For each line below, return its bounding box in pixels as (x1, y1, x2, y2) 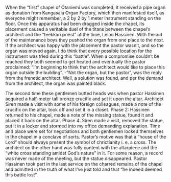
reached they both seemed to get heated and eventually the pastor (5, 59, 146, 64)
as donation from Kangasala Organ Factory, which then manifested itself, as (5, 10, 165, 16)
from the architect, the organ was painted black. (5, 80, 107, 86)
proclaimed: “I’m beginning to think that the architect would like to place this (5, 64, 165, 70)
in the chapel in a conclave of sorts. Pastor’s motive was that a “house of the (5, 134, 166, 140)
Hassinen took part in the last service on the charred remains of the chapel (5, 161, 163, 167)
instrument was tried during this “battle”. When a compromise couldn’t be (5, 53, 160, 59)
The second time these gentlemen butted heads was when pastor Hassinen (5, 90, 164, 96)
